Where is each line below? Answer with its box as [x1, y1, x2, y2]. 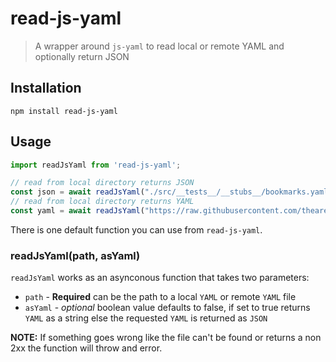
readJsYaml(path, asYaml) [10, 248, 141, 262]
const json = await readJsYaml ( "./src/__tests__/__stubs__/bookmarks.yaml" [10, 187, 333, 197]
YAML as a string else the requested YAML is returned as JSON [24, 312, 268, 324]
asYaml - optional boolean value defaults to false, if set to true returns [24, 302, 311, 314]
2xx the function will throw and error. [10, 342, 163, 354]
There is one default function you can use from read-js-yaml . [10, 223, 263, 236]
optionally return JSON [34, 50, 130, 62]
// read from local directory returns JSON [10, 178, 195, 188]
